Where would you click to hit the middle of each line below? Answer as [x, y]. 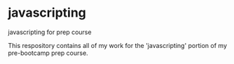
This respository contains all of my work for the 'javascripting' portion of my [117, 45]
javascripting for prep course [50, 32]
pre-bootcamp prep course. [48, 53]
